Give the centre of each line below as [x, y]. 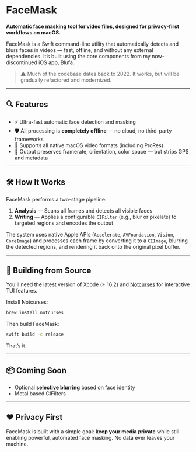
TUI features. [22, 291]
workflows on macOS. [34, 32]
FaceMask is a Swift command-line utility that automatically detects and [92, 44]
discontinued [22, 62]
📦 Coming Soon [36, 371]
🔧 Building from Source [49, 270]
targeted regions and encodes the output [64, 223]
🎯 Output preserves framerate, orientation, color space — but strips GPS [101, 151]
